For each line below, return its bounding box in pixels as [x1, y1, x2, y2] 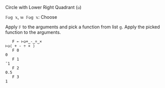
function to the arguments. [5, 29, 61, 35]
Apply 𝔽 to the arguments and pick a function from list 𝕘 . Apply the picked [5, 24, 160, 30]
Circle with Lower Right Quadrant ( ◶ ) [5, 5, 81, 10]
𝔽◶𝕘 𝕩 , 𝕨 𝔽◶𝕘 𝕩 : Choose [5, 14, 58, 20]
